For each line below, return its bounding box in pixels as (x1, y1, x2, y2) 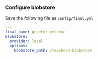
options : (9, 43, 28, 48)
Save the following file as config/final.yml (5, 15, 94, 21)
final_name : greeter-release (5, 29, 66, 35)
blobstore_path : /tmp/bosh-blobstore (14, 48, 93, 53)
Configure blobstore (5, 4, 55, 11)
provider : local (9, 39, 43, 44)
